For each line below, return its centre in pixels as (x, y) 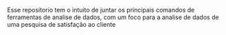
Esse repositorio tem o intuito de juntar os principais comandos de (101, 10)
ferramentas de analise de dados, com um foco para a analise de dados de (113, 17)
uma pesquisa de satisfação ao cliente (61, 24)
